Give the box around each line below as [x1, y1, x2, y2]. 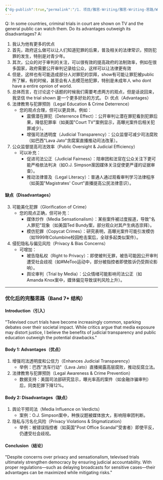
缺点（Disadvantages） [5, 192, 53, 198]
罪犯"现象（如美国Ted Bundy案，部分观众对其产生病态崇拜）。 [31, 222, 154, 228]
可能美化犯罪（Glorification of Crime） [12, 204, 89, 210]
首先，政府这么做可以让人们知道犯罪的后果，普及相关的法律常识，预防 [12, 47, 153, 53]
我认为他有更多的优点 [12, 41, 55, 47]
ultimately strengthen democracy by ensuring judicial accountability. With [5, 459, 152, 465]
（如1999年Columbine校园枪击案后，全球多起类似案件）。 [26, 234, 141, 240]
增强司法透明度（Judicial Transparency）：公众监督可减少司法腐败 [26, 131, 158, 137]
